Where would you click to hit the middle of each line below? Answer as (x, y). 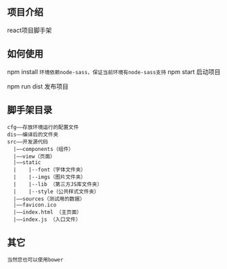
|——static (27, 163)
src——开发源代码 (28, 142)
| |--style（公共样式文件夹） (56, 192)
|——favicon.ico (35, 205)
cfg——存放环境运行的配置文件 (43, 128)
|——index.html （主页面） (48, 212)
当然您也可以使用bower (35, 260)
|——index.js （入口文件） (47, 220)
